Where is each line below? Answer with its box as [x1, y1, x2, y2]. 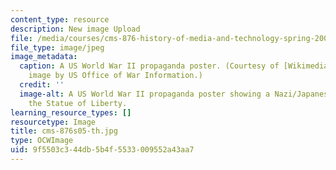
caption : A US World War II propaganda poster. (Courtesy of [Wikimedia [19, 61, 329, 71]
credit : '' [19, 80, 65, 90]
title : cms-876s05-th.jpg [10, 126, 118, 136]
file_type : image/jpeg [10, 42, 105, 53]
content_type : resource [10, 14, 110, 25]
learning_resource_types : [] [10, 107, 132, 118]
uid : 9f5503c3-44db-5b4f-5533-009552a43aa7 [10, 145, 195, 155]
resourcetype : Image [10, 117, 97, 127]
